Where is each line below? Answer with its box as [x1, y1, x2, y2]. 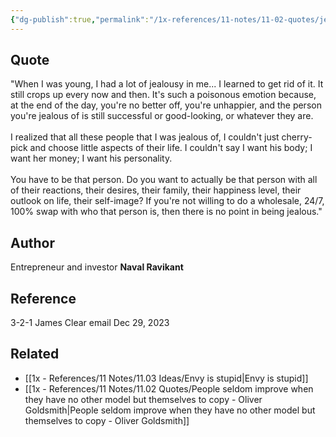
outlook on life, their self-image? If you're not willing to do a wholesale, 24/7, [10, 195, 325, 207]
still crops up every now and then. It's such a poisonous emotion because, [10, 89, 317, 101]
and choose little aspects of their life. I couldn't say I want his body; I [29, 142, 313, 154]
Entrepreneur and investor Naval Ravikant [10, 261, 184, 273]
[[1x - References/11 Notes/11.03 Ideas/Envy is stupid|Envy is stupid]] [24, 372, 309, 384]
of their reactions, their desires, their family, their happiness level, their [10, 184, 302, 196]
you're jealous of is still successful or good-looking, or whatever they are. [10, 110, 314, 122]
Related [10, 346, 60, 363]
